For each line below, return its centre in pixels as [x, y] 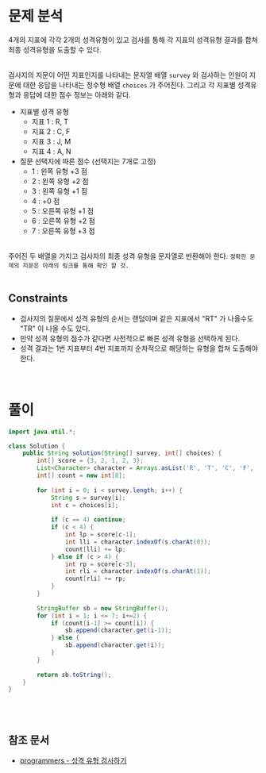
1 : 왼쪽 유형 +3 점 [60, 171]
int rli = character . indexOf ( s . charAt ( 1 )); [138, 571]
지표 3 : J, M [51, 141]
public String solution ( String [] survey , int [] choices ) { [122, 453]
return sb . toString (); [74, 675]
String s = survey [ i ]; [88, 498]
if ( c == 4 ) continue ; [88, 520]
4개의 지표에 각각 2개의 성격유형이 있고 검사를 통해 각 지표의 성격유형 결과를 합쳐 [133, 40]
